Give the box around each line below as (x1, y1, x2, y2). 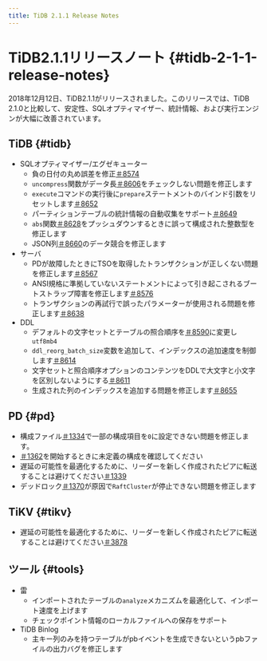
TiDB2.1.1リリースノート (8, 49, 166, 66)
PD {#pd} (8, 409, 56, 423)
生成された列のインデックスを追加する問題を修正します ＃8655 (31, 386, 238, 395)
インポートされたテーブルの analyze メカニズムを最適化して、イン (31, 596, 245, 605)
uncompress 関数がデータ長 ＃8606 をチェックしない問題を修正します (31, 179, 253, 188)
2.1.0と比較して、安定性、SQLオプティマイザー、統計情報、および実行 (8, 103, 239, 113)
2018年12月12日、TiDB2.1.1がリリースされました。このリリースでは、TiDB (8, 93, 249, 103)
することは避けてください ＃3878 (19, 537, 128, 547)
